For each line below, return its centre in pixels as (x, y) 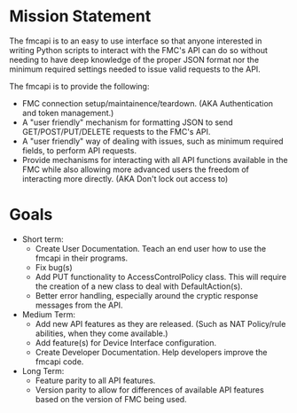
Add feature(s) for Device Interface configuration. (126, 342)
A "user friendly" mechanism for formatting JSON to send (127, 122)
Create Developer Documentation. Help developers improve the (151, 352)
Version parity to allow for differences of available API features (149, 390)
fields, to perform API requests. (79, 150)
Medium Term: (48, 314)
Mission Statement (80, 16)
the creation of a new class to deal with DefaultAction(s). (139, 286)
